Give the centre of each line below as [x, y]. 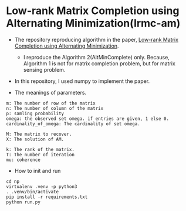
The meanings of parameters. [50, 92]
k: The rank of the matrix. [40, 149]
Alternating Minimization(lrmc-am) [93, 23]
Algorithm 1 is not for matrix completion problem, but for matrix [99, 63]
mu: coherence [23, 160]
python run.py [23, 202]
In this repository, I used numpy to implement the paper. [82, 81]
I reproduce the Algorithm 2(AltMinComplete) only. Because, [97, 57]
